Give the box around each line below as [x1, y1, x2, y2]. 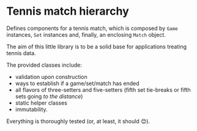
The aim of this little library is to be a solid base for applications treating [6, 43, 187, 50]
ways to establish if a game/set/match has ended [15, 80, 139, 87]
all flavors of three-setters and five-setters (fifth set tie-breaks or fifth [15, 86, 191, 93]
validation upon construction [15, 73, 87, 80]
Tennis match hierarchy [6, 4, 130, 18]
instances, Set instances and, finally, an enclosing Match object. [6, 31, 166, 38]
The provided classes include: [6, 61, 83, 69]
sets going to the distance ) [15, 92, 83, 100]
